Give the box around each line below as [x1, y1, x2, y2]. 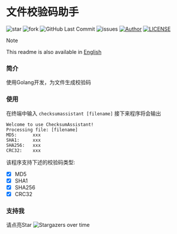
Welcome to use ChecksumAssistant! [6, 121, 94, 127]
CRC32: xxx [6, 148, 41, 153]
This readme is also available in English [6, 48, 102, 55]
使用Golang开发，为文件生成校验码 [6, 79, 91, 86]
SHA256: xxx [6, 142, 41, 148]
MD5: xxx [6, 132, 41, 138]
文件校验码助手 [6, 5, 79, 19]
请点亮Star [6, 222, 32, 229]
